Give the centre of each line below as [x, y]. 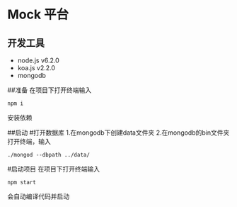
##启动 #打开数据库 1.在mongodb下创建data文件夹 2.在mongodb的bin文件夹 [118, 133]
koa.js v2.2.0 [36, 68]
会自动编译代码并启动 [38, 196]
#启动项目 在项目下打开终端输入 [54, 169]
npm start [22, 182]
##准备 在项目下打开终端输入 [50, 90]
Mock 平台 [38, 15]
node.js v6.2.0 [39, 60]
